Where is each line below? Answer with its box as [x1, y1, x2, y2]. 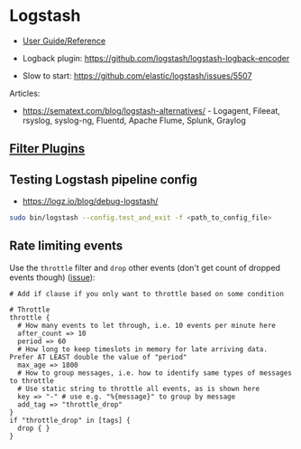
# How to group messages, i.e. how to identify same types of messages [17, 368, 293, 378]
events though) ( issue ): [9, 272, 96, 283]
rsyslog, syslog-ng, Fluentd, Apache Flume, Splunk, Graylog [22, 115, 246, 126]
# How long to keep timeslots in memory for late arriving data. [17, 344, 269, 353]
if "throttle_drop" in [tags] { [9, 416, 131, 425]
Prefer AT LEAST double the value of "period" [9, 352, 187, 361]
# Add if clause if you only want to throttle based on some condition [9, 289, 284, 298]
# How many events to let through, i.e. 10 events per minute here [17, 321, 277, 330]
